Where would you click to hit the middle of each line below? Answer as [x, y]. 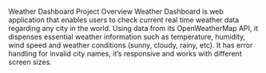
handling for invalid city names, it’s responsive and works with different [125, 54]
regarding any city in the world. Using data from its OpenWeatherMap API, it [133, 28]
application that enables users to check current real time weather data [124, 20]
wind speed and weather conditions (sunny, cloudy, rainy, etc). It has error [131, 45]
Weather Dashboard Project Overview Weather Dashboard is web [116, 12]
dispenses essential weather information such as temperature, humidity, [127, 36]
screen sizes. [30, 62]
